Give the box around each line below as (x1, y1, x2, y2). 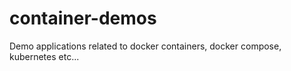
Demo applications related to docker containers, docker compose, (9, 40, 282, 52)
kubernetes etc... (9, 50, 80, 62)
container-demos (9, 7, 157, 30)
